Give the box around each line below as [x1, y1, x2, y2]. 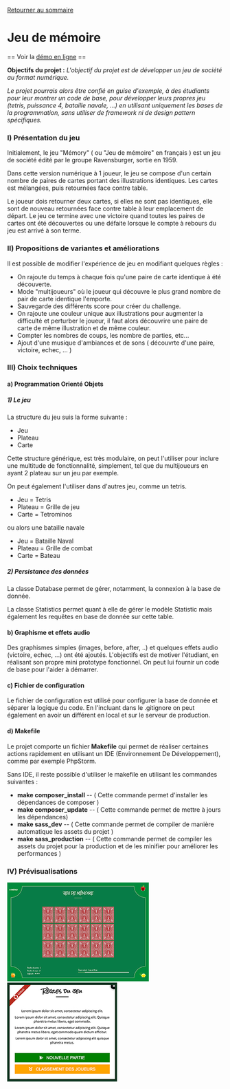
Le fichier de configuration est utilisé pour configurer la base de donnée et [7, 696, 218, 704]
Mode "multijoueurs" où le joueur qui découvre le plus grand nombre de [16, 287, 221, 295]
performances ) [16, 849, 62, 857]
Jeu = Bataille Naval [16, 537, 74, 546]
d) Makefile [7, 726, 41, 735]
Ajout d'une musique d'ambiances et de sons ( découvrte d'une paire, [16, 338, 215, 347]
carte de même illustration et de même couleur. [16, 323, 151, 332]
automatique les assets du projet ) [16, 827, 114, 835]
